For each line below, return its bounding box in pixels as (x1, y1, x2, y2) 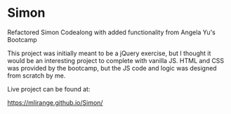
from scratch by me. (7, 71, 66, 80)
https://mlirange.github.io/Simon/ (7, 98, 103, 106)
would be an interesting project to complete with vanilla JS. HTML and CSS (7, 56, 225, 64)
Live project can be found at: (7, 85, 91, 93)
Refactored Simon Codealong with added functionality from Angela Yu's (7, 28, 216, 36)
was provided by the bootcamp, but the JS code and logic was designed (7, 64, 217, 72)
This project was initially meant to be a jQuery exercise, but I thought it (7, 49, 211, 57)
